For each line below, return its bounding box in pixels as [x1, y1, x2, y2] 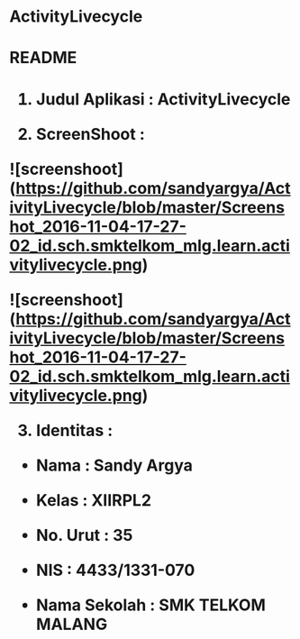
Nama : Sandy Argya [35, 455, 194, 475]
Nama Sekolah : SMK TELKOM [35, 595, 266, 615]
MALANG [35, 614, 108, 634]
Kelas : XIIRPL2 [35, 489, 151, 510]
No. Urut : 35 [35, 525, 133, 545]
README [9, 48, 77, 68]
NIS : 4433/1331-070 [35, 560, 195, 580]
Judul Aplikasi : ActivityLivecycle [35, 88, 291, 109]
